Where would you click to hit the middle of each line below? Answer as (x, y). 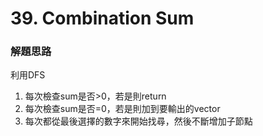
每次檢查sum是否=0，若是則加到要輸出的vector (122, 109)
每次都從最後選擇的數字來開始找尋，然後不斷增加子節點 (138, 121)
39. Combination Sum (102, 18)
